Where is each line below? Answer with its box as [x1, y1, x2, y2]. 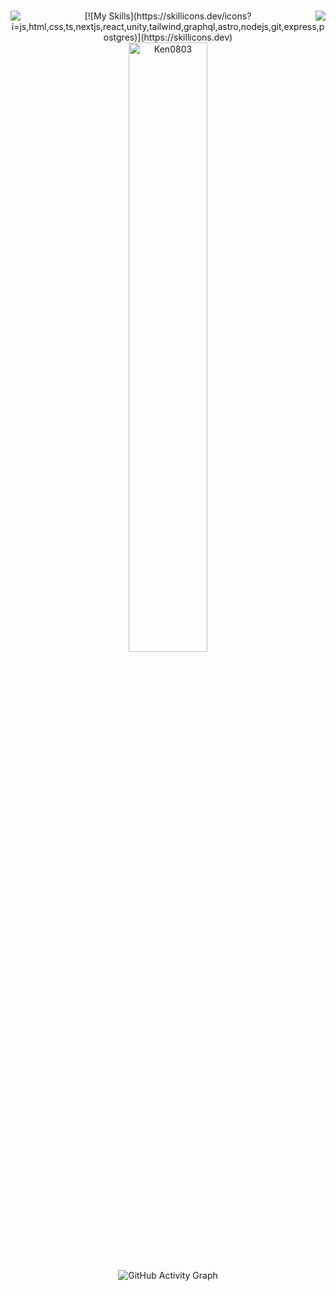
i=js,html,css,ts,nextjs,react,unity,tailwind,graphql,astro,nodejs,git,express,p [11, 21, 325, 33]
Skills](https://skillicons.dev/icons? [108, 10, 252, 22]
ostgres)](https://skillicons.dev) [103, 31, 233, 44]
